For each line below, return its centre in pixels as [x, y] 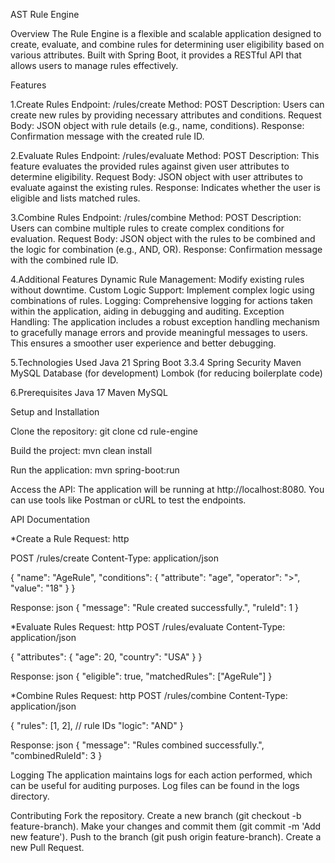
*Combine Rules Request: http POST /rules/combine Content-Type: [149, 695]
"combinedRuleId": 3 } [56, 755]
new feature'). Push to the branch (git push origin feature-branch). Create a [166, 837]
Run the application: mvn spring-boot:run [95, 470]
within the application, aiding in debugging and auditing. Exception [147, 311]
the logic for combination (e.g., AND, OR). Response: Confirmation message [166, 249]
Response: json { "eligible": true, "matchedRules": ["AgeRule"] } [141, 676]
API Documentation [50, 519]
